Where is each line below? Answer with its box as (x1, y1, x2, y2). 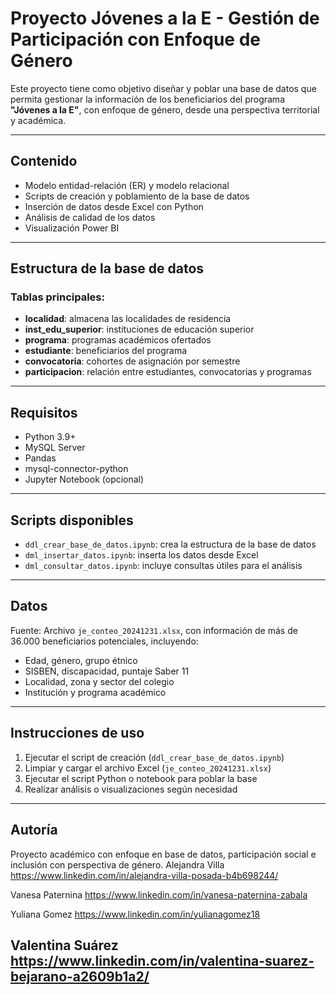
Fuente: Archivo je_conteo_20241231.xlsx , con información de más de (10, 624, 298, 636)
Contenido (10, 153, 78, 170)
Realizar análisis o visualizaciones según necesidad (24, 783, 238, 795)
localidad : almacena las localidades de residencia (24, 313, 232, 325)
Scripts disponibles (10, 512, 134, 529)
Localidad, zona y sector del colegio (24, 675, 175, 687)
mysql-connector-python (24, 463, 129, 475)
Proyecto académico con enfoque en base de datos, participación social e (10, 848, 317, 860)
